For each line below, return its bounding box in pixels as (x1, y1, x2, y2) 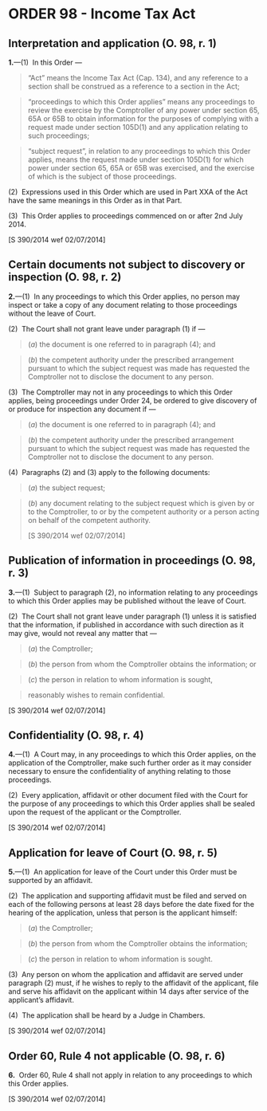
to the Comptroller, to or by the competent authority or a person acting (27, 507, 260, 516)
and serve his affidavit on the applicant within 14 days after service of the (8, 987, 249, 996)
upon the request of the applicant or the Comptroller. (8, 807, 182, 817)
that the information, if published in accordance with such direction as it (8, 619, 245, 630)
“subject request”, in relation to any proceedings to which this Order (27, 147, 251, 155)
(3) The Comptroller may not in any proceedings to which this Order (8, 387, 233, 397)
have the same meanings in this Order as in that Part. (8, 196, 183, 205)
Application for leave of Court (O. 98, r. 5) (8, 846, 218, 859)
